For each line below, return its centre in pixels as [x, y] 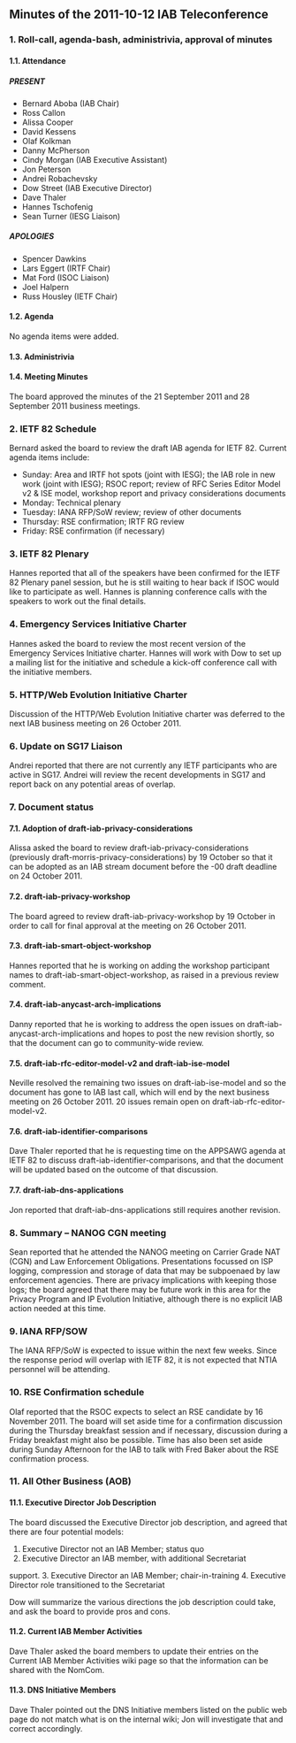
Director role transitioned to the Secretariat [87, 1585]
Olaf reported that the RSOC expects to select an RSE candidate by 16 [136, 1411]
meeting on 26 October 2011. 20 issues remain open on [110, 1102]
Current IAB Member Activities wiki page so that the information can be [139, 1660]
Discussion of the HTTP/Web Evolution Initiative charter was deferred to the [147, 714]
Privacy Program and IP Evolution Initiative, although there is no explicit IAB [146, 1299]
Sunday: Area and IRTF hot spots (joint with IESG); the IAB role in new [148, 475]
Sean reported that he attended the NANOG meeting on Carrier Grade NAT [145, 1252]
